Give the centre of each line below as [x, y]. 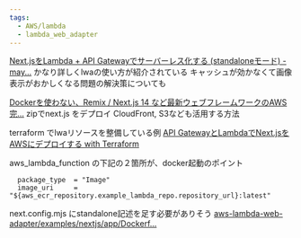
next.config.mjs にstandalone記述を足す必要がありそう [111, 214]
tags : [19, 18]
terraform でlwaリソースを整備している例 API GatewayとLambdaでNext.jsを [150, 133]
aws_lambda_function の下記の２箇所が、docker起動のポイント [127, 163]
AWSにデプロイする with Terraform [74, 144]
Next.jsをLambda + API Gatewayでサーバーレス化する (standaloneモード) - [148, 61]
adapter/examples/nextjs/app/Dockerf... [83, 224]
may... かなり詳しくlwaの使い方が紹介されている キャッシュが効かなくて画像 [151, 72]
